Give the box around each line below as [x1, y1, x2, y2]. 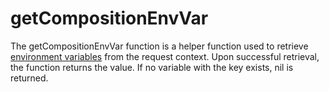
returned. [10, 72, 49, 84]
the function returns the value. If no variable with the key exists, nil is [10, 61, 294, 73]
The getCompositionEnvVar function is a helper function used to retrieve [10, 40, 309, 52]
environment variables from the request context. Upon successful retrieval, [10, 50, 320, 62]
